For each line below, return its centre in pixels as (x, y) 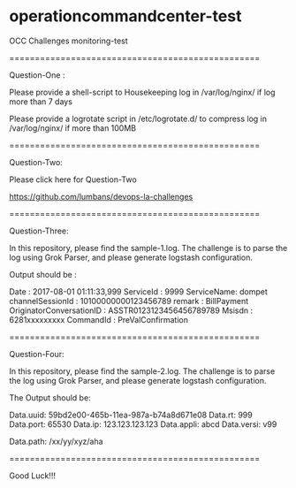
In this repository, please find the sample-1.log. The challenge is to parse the (148, 248)
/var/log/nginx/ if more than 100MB (73, 128)
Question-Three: (39, 231)
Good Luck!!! (32, 476)
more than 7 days (41, 101)
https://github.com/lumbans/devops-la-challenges (101, 196)
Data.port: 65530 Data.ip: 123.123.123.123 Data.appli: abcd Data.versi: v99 (143, 424)
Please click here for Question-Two (73, 179)
